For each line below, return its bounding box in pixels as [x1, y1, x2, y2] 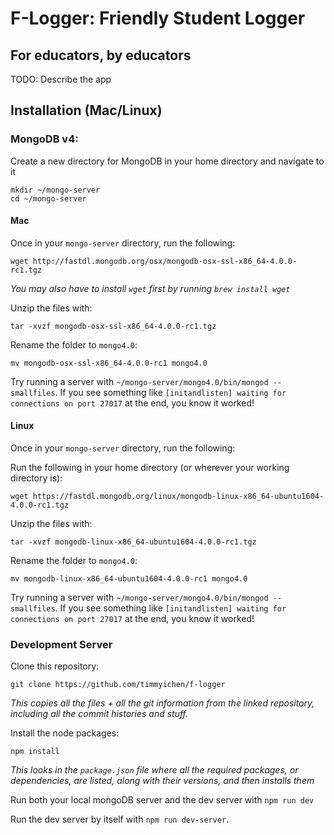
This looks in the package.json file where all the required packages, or [10, 764, 299, 776]
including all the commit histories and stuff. [10, 708, 189, 720]
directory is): [10, 472, 63, 484]
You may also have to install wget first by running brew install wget [10, 282, 291, 294]
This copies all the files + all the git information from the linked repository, [10, 697, 315, 709]
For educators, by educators [10, 47, 192, 64]
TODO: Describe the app [10, 73, 112, 85]
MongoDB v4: [10, 132, 79, 146]
